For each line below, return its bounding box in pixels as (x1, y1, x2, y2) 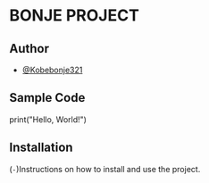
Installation (9, 140, 73, 155)
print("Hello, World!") (9, 113, 88, 125)
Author (9, 41, 49, 56)
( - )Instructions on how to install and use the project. (9, 163, 201, 174)
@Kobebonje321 (21, 64, 83, 75)
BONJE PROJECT (9, 5, 140, 26)
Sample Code (9, 90, 86, 105)
